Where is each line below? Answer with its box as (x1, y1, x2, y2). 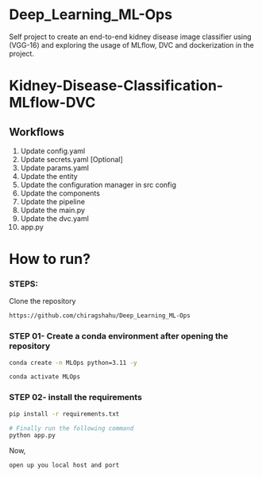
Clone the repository (9, 297, 76, 306)
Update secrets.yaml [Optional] (20, 154, 124, 164)
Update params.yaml (20, 163, 90, 173)
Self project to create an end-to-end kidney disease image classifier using (9, 32, 252, 41)
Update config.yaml (20, 145, 86, 156)
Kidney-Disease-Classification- (9, 77, 224, 95)
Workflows (9, 125, 64, 138)
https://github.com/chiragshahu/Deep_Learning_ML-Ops (9, 312, 191, 320)
